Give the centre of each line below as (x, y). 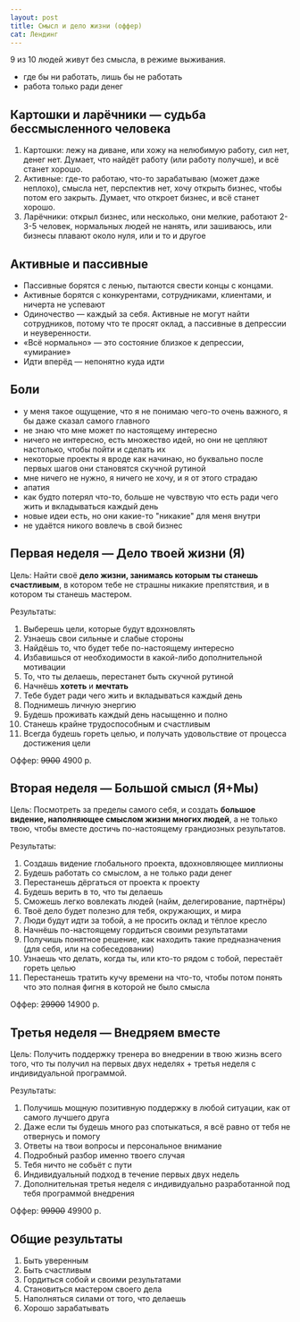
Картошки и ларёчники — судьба (108, 114)
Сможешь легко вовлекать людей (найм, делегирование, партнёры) (154, 901)
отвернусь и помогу (62, 1137)
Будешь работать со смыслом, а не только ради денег (128, 873)
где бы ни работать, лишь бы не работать (103, 77)
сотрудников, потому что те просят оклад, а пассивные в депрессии (154, 324)
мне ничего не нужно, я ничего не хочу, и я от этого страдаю (140, 478)
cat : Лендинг (34, 34)
